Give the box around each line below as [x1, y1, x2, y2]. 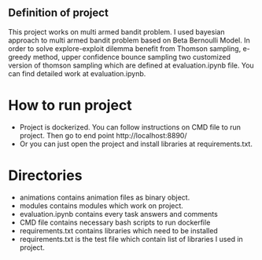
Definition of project [8, 6, 109, 20]
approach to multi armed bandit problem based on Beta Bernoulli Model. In [8, 35, 250, 45]
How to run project [8, 97, 132, 114]
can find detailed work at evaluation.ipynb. [8, 68, 146, 78]
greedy [8, 52, 31, 61]
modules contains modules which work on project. [19, 200, 183, 211]
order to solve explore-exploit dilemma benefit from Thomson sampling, [8, 43, 242, 53]
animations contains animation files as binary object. [19, 192, 190, 202]
